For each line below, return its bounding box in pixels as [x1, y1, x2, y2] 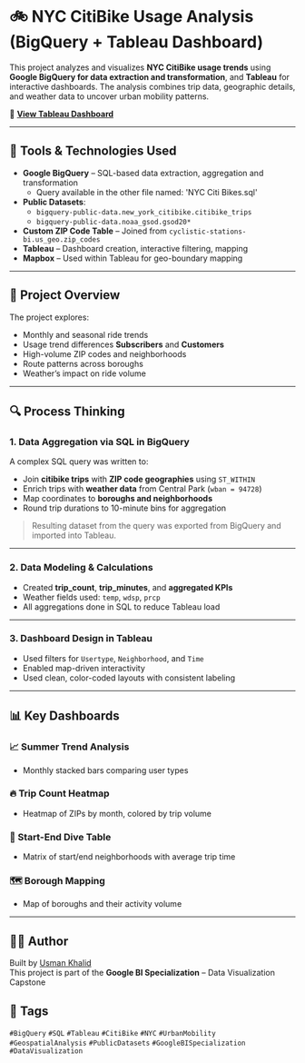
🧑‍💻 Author [9, 933, 69, 949]
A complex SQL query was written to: [9, 456, 149, 467]
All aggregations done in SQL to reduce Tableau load [22, 601, 221, 612]
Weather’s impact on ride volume [22, 368, 147, 379]
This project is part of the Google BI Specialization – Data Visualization [9, 968, 275, 979]
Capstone [9, 977, 46, 988]
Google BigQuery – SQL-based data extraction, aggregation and [22, 167, 264, 178]
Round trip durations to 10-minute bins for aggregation [22, 502, 227, 513]
